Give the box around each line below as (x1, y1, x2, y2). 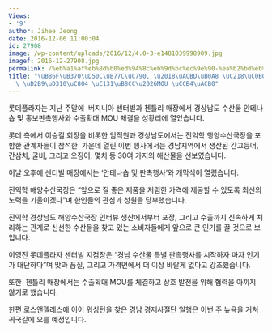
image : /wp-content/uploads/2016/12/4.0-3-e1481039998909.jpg (8, 49, 223, 57)
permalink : (8, 65, 45, 73)
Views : (8, 11, 31, 20)
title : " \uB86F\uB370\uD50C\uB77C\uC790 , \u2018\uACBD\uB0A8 (8, 72, 219, 80)
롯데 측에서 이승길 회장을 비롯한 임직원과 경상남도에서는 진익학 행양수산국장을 (8, 130, 253, 140)
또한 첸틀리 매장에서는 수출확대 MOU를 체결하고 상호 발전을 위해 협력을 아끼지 (8, 277, 257, 287)
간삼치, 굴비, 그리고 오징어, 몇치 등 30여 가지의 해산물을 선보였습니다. (8, 151, 227, 160)
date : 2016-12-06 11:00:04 (8, 34, 100, 43)
